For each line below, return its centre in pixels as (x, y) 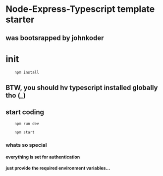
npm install (27, 72)
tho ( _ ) (16, 95)
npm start (25, 132)
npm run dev (27, 124)
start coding (25, 112)
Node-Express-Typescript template (80, 9)
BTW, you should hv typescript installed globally (82, 88)
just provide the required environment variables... (58, 168)
